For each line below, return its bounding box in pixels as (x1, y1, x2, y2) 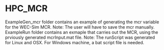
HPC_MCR (5, 3, 48, 14)
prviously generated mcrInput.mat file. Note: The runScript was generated (5, 34, 155, 40)
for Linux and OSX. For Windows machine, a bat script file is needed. (5, 39, 144, 45)
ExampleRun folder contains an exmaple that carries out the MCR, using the (5, 29, 159, 35)
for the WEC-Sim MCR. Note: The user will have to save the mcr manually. (5, 24, 155, 30)
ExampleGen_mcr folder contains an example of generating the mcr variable (5, 19, 160, 25)
